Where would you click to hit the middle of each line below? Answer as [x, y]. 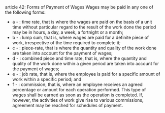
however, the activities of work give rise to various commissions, [78, 100]
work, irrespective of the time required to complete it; [66, 43]
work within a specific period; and [47, 79]
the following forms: [25, 12]
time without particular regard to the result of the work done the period [84, 27]
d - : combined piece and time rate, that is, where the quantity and [79, 58]
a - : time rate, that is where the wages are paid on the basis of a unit [82, 22]
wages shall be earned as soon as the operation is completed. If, [78, 95]
